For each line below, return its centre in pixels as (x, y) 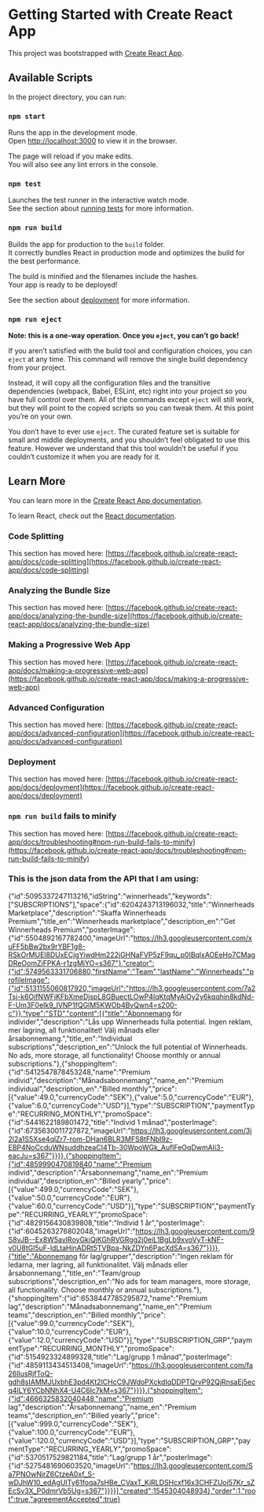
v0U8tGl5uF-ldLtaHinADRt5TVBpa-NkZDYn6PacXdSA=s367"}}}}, (114, 1248)
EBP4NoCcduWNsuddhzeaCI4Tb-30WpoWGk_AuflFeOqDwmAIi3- (116, 1147)
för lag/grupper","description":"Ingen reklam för (156, 1256)
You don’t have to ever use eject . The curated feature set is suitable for (124, 431)
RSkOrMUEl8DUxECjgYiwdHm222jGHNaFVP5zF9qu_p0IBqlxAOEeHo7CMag (132, 955)
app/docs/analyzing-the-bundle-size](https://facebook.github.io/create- (126, 616)
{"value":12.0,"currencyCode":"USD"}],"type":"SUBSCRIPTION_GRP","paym (130, 1340)
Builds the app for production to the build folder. (87, 244)
